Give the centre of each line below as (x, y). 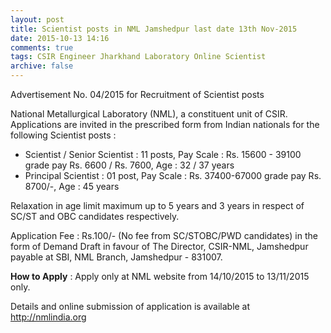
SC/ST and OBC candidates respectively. (95, 216)
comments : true (42, 47)
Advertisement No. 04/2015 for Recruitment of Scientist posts (137, 94)
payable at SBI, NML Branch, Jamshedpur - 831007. (116, 257)
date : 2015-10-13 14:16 (60, 38)
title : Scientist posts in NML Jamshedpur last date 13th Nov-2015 (154, 29)
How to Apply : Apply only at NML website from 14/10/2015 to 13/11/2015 (160, 276)
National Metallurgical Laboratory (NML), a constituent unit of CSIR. (149, 114)
